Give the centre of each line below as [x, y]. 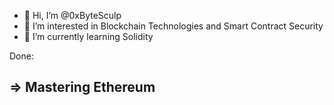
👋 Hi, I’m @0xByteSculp [72, 15]
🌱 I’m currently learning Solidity [88, 36]
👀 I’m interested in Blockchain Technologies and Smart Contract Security [173, 26]
